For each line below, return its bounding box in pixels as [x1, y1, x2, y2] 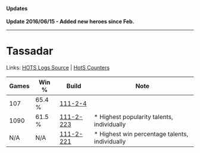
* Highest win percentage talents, [94, 130, 189, 138]
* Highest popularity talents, [94, 113, 174, 121]
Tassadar [6, 45, 54, 58]
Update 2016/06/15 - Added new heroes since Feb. [6, 18, 135, 25]
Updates [6, 5, 28, 12]
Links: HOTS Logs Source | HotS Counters [6, 64, 110, 71]
